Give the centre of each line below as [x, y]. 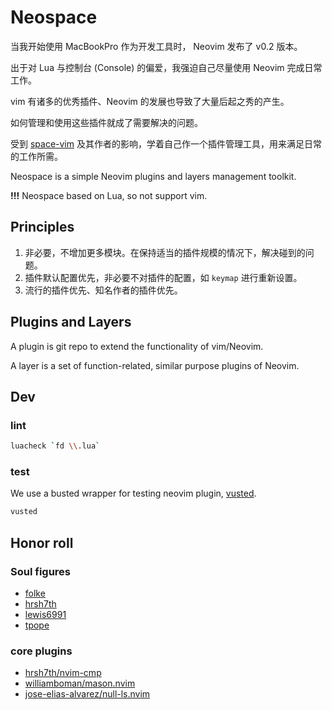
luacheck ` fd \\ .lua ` [55, 446]
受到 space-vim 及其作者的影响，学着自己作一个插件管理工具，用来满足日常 [166, 143]
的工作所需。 [36, 156]
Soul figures [41, 571]
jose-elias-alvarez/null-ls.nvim [87, 694]
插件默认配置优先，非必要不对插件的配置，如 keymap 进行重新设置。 [163, 277]
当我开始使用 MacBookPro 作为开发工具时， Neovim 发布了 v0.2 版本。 [156, 46]
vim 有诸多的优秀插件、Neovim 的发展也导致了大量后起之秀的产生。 [150, 101]
